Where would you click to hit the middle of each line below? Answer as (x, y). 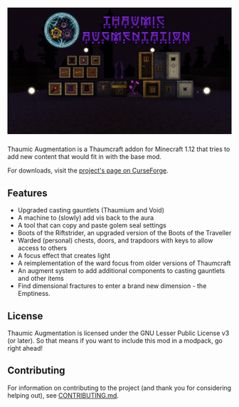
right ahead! (25, 349)
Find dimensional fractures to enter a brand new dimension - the (112, 286)
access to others (42, 248)
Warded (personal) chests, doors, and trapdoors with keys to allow (115, 241)
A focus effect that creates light (64, 256)
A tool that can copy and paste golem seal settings (92, 225)
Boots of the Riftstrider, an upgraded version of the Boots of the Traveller (124, 233)
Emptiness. (34, 294)
